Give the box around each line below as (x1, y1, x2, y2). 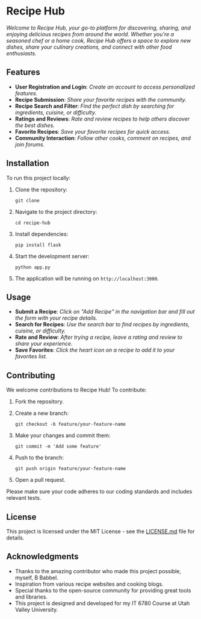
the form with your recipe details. (14, 314, 97, 322)
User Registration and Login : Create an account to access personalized (14, 83, 196, 90)
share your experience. (14, 340, 73, 347)
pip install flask (14, 242, 61, 248)
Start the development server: (14, 252, 90, 260)
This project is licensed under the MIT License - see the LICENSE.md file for (6, 528, 195, 535)
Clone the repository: (14, 185, 68, 193)
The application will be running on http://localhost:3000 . (14, 275, 159, 282)
